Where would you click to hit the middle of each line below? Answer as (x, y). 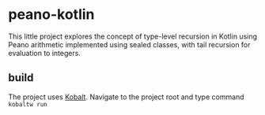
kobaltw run (28, 104)
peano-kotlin (51, 15)
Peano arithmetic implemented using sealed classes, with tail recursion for (129, 44)
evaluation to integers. (45, 53)
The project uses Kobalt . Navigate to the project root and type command (126, 97)
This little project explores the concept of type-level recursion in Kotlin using (133, 36)
